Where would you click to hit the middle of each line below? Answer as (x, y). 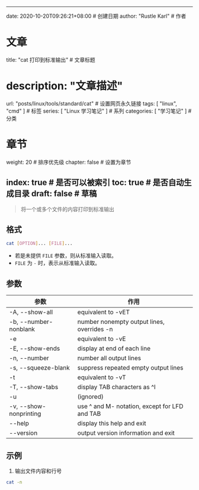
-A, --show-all (31, 312)
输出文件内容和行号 (38, 471)
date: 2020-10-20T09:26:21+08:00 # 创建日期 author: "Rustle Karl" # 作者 (96, 16)
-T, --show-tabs (34, 387)
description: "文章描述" (65, 86)
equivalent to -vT (102, 377)
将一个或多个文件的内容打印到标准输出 (67, 209)
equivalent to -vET (104, 312)
